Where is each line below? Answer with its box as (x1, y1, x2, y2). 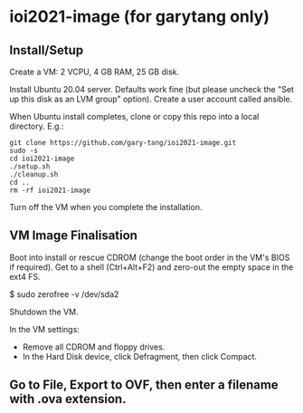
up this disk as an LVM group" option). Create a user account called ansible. (9, 93, 293, 104)
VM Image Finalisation (9, 228, 138, 244)
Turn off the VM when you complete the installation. (9, 202, 203, 212)
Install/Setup (9, 43, 84, 58)
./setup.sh (9, 162, 51, 171)
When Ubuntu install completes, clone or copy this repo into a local (9, 111, 260, 121)
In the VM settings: (9, 323, 80, 334)
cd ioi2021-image (9, 154, 75, 163)
